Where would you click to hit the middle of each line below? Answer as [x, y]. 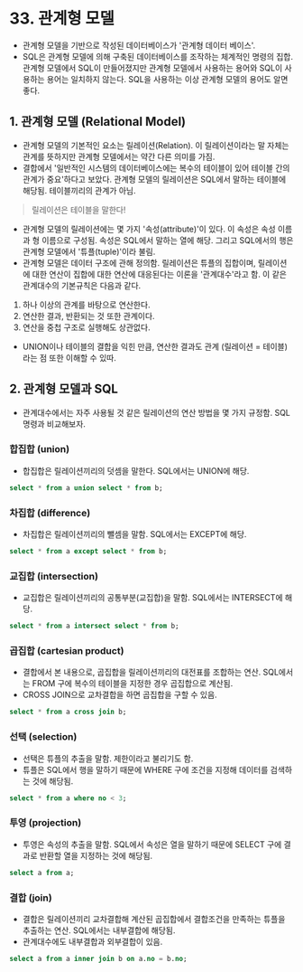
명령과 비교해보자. [54, 424]
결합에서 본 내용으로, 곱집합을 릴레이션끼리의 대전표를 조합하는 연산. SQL [151, 672]
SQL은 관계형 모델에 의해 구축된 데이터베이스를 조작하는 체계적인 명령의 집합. [158, 56]
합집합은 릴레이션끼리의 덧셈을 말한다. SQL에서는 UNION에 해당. [136, 470]
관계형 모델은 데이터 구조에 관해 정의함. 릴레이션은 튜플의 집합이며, [139, 262]
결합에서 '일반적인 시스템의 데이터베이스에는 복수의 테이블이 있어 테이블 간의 [156, 167]
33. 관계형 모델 [62, 19]
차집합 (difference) [50, 513]
